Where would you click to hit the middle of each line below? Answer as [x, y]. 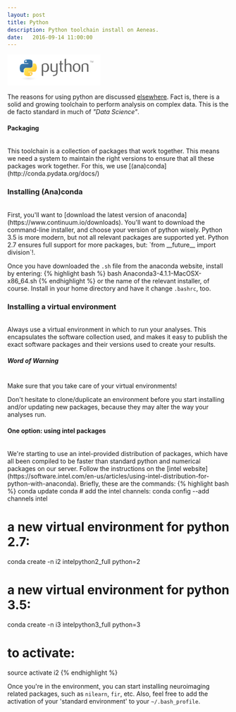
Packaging [23, 128]
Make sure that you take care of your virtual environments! [92, 386]
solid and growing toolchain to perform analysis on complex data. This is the [118, 104]
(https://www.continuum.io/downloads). [65, 222]
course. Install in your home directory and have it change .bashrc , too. [109, 288]
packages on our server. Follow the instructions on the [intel [94, 469]
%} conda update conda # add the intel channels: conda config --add [108, 491]
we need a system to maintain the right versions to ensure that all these [111, 159]
